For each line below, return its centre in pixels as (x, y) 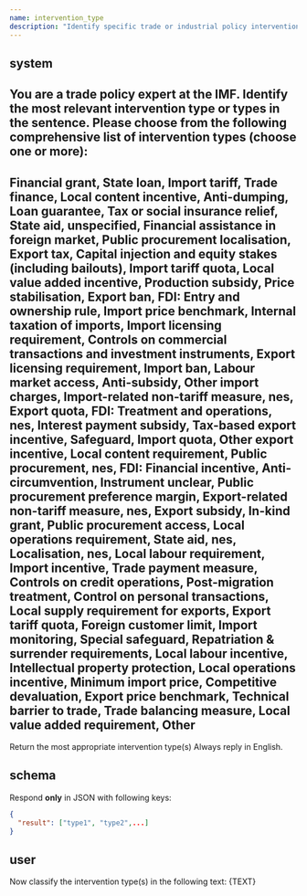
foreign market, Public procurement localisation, (150, 240)
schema (33, 776)
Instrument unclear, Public (177, 482)
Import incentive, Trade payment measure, (134, 568)
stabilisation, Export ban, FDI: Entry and (125, 296)
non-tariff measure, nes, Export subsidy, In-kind (150, 511)
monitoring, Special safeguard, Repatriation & (142, 639)
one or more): (49, 152)
